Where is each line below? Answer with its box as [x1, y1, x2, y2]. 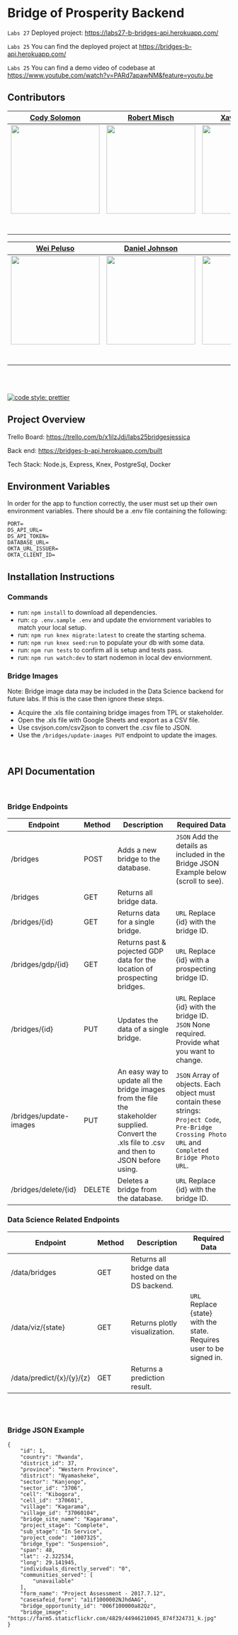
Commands [7, 592, 48, 602]
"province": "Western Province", [20, 1466, 119, 1473]
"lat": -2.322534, [20, 1553, 74, 1561]
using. [117, 1164, 138, 1174]
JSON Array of [176, 1071, 220, 1081]
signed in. [190, 1352, 223, 1362]
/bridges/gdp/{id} [11, 959, 69, 969]
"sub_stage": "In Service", [20, 1528, 103, 1536]
